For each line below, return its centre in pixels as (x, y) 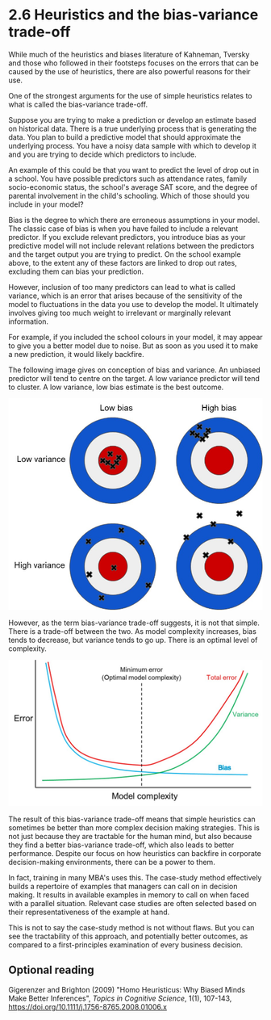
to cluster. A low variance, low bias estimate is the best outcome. (116, 387)
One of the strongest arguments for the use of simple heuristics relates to (130, 95)
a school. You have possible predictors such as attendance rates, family (128, 178)
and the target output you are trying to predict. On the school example (125, 254)
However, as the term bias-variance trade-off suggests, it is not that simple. (134, 623)
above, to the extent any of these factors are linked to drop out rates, (123, 262)
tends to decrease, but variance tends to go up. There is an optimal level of (133, 640)
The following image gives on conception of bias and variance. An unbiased (134, 370)
